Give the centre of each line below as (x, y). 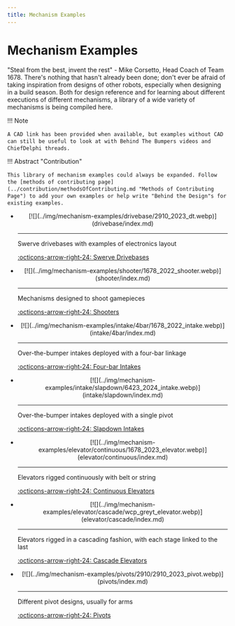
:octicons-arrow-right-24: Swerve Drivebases (83, 257)
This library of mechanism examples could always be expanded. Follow (112, 175)
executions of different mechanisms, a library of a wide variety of (101, 99)
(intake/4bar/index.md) (123, 333)
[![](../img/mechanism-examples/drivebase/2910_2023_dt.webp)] (122, 216)
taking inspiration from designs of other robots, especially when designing (114, 85)
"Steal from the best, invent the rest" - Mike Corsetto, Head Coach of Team (115, 69)
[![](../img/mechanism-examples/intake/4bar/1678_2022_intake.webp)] (123, 325)
